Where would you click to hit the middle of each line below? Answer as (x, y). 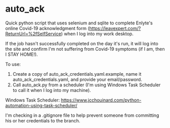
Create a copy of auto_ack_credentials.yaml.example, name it (77, 74)
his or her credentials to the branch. (43, 120)
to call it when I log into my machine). (52, 90)
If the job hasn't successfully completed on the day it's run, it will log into (82, 43)
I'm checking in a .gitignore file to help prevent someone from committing (82, 115)
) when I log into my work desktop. (97, 34)
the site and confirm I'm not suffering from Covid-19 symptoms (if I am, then (85, 49)
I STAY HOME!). (22, 54)
